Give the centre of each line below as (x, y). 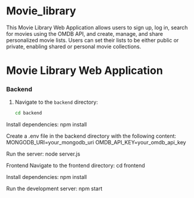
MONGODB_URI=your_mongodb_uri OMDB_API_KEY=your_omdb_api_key (96, 143)
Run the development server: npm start (54, 188)
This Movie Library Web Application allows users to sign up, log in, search (97, 27)
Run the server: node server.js (43, 154)
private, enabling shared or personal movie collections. (74, 47)
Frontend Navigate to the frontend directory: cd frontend (76, 166)
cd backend (28, 113)
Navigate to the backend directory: (56, 102)
